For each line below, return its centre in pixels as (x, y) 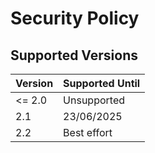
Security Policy (75, 18)
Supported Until (102, 83)
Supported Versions (74, 55)
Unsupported (94, 100)
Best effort (88, 132)
